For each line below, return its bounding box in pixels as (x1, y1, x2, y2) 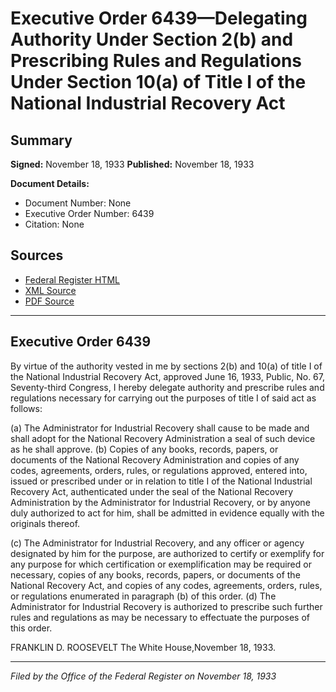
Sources (10, 247, 64, 264)
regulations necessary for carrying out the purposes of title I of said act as (10, 392, 317, 404)
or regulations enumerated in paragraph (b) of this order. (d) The (10, 590, 277, 602)
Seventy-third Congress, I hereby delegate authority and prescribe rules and (10, 381, 325, 393)
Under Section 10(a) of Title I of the (10, 71, 307, 94)
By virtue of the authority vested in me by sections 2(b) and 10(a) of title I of (10, 360, 323, 372)
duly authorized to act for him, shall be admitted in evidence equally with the (10, 507, 325, 519)
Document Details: (10, 178, 90, 189)
